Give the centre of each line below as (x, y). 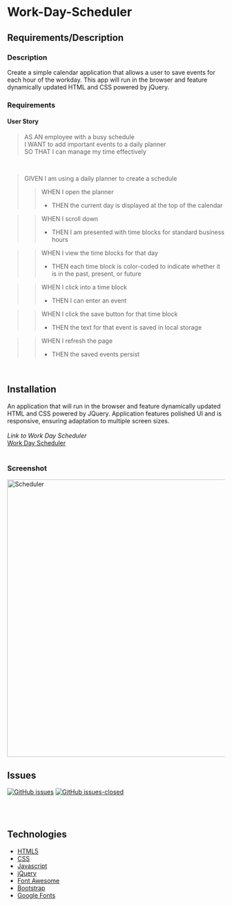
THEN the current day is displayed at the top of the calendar (137, 205)
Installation (32, 390)
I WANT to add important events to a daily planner (95, 144)
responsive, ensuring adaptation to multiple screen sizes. (88, 420)
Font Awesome (38, 880)
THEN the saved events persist (96, 354)
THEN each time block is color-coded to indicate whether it (136, 266)
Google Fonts (36, 895)
